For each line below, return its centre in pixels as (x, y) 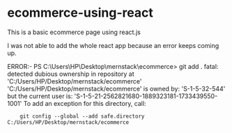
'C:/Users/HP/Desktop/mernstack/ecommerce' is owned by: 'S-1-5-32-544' (116, 88)
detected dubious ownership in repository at (71, 74)
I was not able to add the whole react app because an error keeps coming (113, 45)
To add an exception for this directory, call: (85, 103)
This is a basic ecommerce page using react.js (74, 32)
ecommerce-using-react (80, 13)
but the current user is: (40, 96)
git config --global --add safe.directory (82, 116)
